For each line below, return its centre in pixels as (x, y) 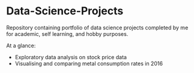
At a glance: (21, 45)
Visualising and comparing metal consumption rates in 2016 (89, 63)
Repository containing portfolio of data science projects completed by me (97, 28)
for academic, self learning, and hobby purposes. (67, 34)
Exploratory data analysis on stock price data (71, 57)
